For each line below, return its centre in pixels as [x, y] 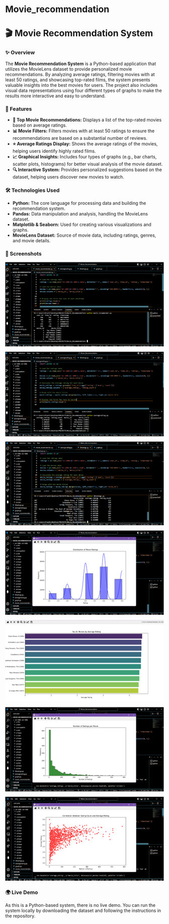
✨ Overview [20, 52]
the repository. [20, 916]
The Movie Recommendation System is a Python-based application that [81, 64]
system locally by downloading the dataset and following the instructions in [83, 911]
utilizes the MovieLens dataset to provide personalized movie [69, 69]
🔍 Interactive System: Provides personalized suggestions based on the [87, 170]
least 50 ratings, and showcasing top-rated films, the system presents [78, 80]
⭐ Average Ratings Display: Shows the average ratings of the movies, [85, 144]
